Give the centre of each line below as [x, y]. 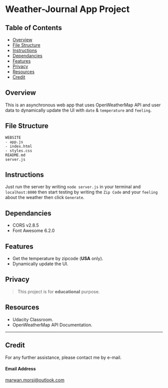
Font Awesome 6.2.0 [33, 231]
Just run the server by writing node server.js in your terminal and [73, 187]
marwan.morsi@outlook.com [35, 380]
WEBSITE [13, 137]
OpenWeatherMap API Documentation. [52, 325]
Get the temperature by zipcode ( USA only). [58, 259]
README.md [15, 155]
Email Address [20, 369]
